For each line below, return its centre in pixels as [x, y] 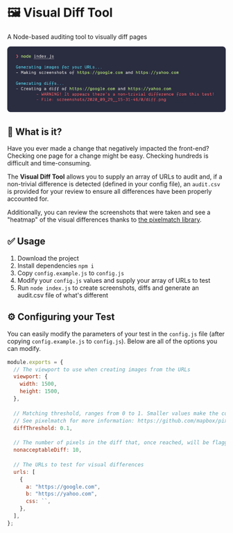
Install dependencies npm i [55, 265]
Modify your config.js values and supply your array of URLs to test [114, 280]
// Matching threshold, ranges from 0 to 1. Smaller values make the [116, 413]
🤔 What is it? [35, 132]
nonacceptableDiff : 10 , [48, 450]
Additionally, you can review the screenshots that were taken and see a [109, 213]
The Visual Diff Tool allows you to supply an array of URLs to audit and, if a [115, 177]
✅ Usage [26, 241]
